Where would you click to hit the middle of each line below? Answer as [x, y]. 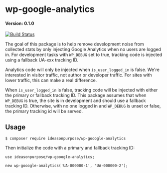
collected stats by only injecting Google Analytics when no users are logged [83, 49]
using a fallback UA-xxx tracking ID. [42, 60]
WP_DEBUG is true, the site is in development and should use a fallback [76, 100]
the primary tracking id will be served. [44, 111]
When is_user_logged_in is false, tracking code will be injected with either [82, 90]
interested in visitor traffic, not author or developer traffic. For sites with [79, 75]
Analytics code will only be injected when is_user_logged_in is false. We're [82, 70]
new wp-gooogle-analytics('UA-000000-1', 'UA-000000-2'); [67, 166]
